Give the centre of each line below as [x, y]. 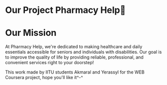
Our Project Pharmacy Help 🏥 [66, 10]
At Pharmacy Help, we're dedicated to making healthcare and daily [74, 47]
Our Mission [31, 33]
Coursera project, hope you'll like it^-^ [44, 78]
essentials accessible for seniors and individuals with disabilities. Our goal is [83, 52]
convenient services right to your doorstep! [50, 63]
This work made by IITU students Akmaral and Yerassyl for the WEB [75, 72]
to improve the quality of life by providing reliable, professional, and [74, 57]
